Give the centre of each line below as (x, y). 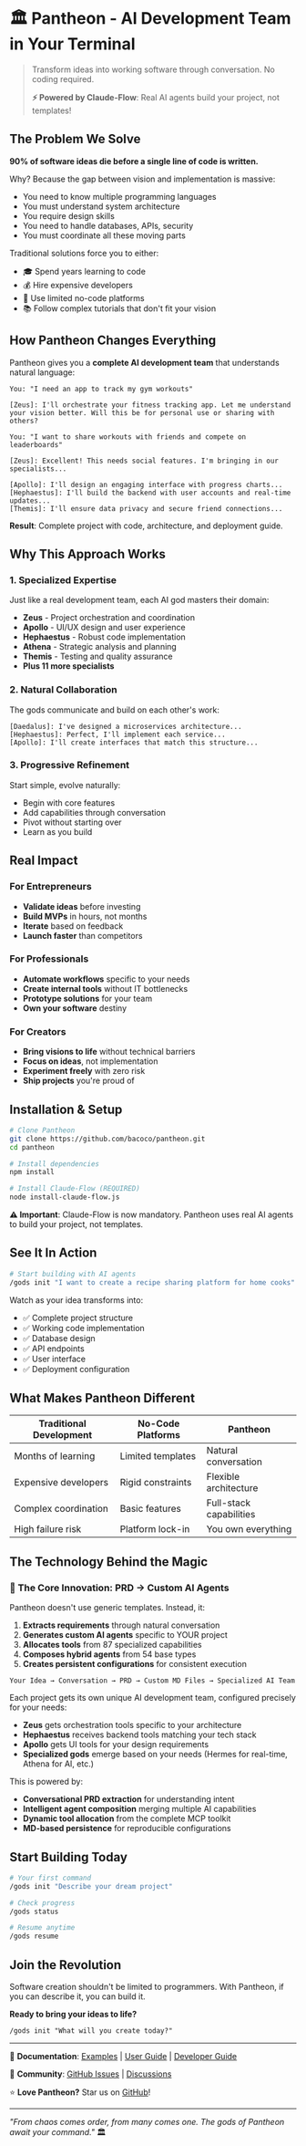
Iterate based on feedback (73, 926)
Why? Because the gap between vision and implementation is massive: (143, 179)
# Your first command (51, 1878)
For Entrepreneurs (51, 887)
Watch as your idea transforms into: (76, 1300)
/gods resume (34, 1936)
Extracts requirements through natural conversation (121, 1625)
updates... (30, 500)
